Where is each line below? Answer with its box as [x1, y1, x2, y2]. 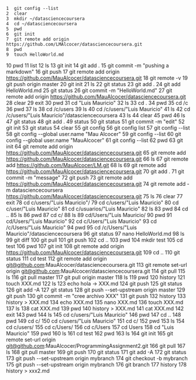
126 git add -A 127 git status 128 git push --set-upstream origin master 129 [6, 286, 185, 293]
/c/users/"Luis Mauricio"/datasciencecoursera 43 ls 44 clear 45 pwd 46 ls [6, 112, 185, 118]
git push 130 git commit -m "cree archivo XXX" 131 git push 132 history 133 [6, 293, 186, 299]
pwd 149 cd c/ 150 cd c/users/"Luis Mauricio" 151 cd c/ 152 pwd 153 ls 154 [6, 317, 185, 324]
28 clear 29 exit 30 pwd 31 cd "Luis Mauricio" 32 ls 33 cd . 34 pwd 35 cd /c [6, 100, 188, 106]
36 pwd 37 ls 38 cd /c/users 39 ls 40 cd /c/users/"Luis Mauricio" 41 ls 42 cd [6, 106, 190, 113]
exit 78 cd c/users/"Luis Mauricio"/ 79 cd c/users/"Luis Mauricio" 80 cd [6, 199, 179, 206]
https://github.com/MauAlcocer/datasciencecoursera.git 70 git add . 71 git [6, 168, 184, 175]
